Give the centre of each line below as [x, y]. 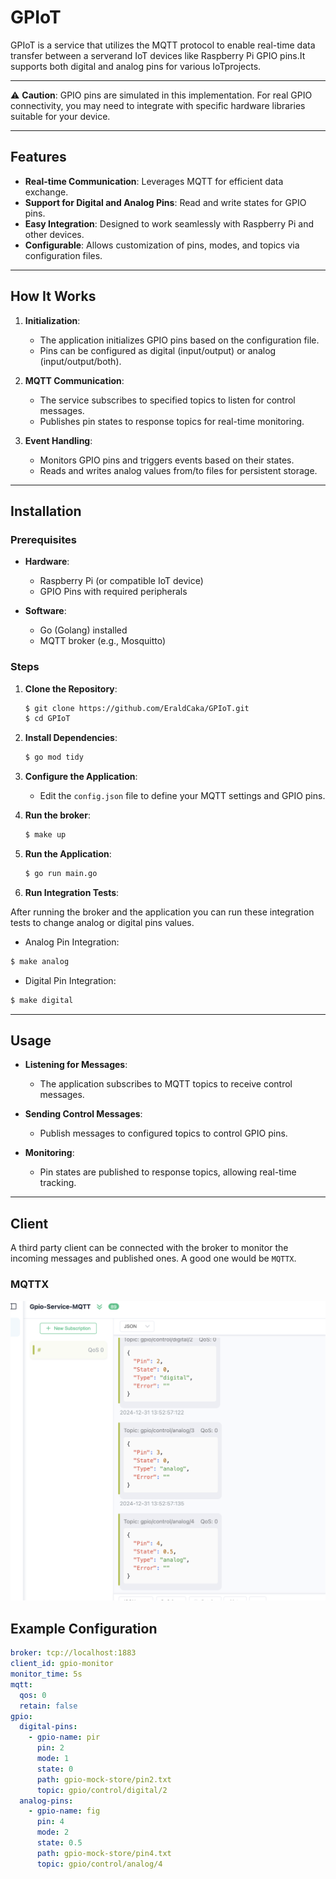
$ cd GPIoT [47, 719]
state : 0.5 [59, 1843]
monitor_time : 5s [46, 1674]
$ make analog [40, 961]
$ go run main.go [61, 874]
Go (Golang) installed [83, 630]
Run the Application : [68, 854]
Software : [45, 611]
